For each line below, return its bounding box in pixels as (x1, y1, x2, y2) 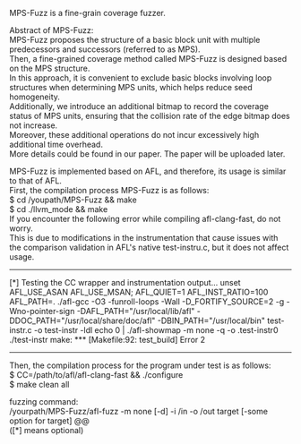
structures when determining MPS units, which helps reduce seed (9, 82, 253, 92)
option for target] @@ (9, 415, 90, 426)
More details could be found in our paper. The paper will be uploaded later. (9, 149, 286, 159)
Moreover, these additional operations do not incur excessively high (9, 130, 260, 140)
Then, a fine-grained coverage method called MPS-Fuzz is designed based (9, 54, 288, 64)
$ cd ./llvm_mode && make (9, 204, 108, 214)
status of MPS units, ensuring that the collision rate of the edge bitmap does (9, 111, 290, 121)
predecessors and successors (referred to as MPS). (9, 44, 201, 55)
